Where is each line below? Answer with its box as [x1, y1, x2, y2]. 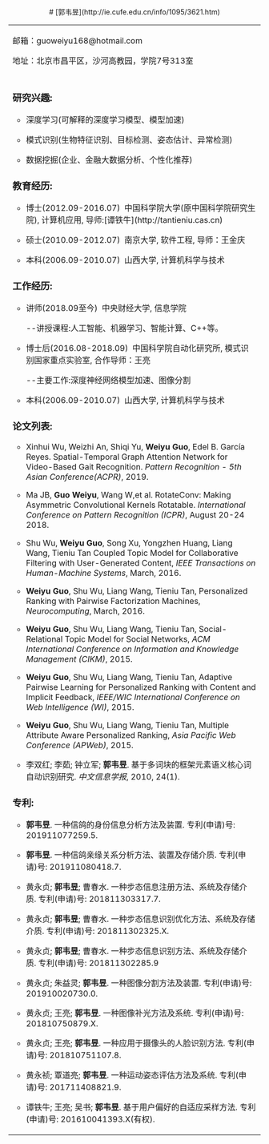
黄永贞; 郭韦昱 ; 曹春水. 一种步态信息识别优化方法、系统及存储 [26, 913, 256, 924]
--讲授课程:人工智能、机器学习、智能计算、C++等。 [26, 322, 223, 333]
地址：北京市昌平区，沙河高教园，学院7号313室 [12, 55, 194, 66]
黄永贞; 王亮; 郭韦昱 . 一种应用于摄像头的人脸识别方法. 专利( [26, 1037, 247, 1049]
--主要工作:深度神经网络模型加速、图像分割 [26, 374, 191, 385]
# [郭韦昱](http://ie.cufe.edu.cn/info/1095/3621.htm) [49, 7, 220, 17]
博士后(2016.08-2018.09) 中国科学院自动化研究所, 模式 [26, 342, 242, 353]
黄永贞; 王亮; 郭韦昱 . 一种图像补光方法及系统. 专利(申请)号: [26, 1007, 244, 1018]
